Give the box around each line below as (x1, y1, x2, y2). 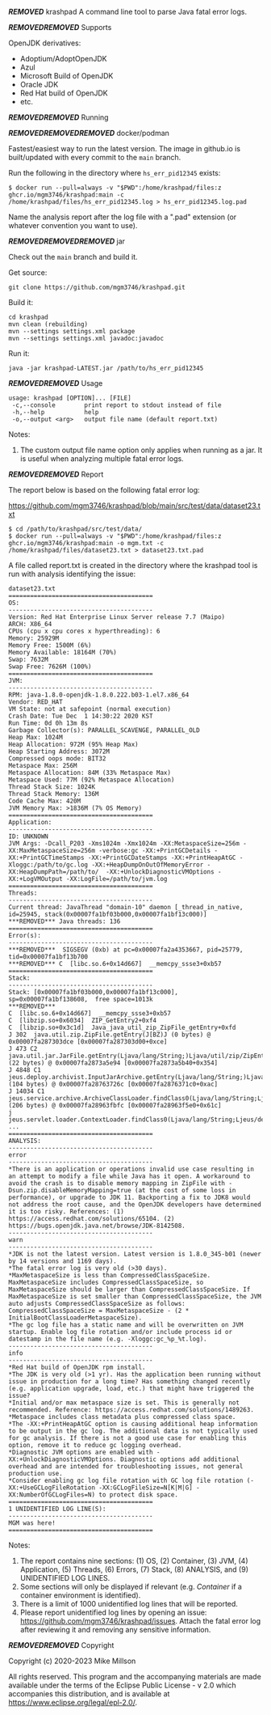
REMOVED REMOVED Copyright (8, 1641, 115, 1649)
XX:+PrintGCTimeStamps (8, 853, 85, 862)
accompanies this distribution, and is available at (8, 1689, 170, 1698)
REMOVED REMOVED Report (8, 469, 104, 479)
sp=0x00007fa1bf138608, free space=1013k (8, 995, 153, 1003)
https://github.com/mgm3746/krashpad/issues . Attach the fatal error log (19, 1616, 261, 1625)
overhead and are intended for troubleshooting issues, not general (8, 1463, 244, 1471)
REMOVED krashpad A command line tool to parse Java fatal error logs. (8, 7, 248, 16)
